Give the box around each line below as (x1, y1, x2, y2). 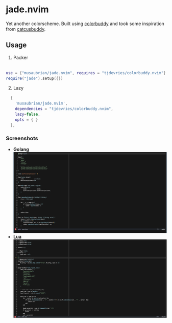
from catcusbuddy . (6, 26, 46, 32)
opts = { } (15, 117, 38, 122)
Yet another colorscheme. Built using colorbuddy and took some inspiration (6, 20, 165, 27)
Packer (13, 54, 29, 60)
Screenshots (6, 135, 38, 142)
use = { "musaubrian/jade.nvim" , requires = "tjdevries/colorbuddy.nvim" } (6, 70, 166, 75)
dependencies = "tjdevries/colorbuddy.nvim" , (15, 106, 114, 112)
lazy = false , (15, 112, 40, 117)
